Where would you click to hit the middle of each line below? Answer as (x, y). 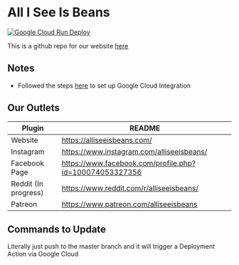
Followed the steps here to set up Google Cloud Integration (104, 85)
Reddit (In (27, 184)
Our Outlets (34, 108)
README (145, 128)
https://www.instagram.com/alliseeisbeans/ (134, 152)
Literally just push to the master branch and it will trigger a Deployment (111, 246)
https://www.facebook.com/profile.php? (128, 163)
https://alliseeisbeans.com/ (107, 140)
